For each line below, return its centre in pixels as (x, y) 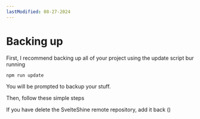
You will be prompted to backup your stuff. (59, 87)
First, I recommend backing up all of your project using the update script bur (100, 58)
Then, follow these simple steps (45, 98)
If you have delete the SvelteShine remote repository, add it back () (89, 110)
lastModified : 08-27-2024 (38, 12)
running (16, 64)
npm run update (25, 75)
